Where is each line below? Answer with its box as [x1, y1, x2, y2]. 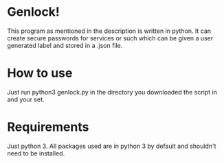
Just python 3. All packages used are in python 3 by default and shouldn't [7, 142, 216, 150]
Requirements [7, 119, 89, 135]
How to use [7, 66, 73, 81]
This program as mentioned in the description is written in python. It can [7, 27, 212, 35]
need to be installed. [7, 149, 65, 158]
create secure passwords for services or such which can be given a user [7, 34, 214, 42]
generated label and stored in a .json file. [7, 41, 123, 49]
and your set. [7, 95, 45, 103]
